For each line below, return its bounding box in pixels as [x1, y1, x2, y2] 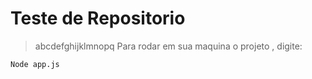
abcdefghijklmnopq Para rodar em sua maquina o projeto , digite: [34, 40, 303, 52]
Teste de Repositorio [10, 7, 186, 30]
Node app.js [10, 59, 60, 69]
